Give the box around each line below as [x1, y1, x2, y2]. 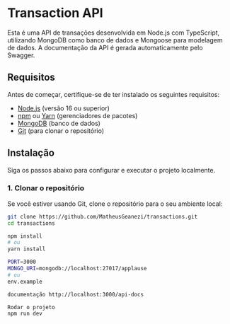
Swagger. [7, 51, 35, 59]
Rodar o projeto [7, 303, 55, 311]
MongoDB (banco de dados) [17, 119, 101, 127]
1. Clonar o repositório [7, 183, 85, 193]
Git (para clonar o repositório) [17, 126, 105, 135]
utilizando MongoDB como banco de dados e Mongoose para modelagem [7, 35, 223, 44]
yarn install [7, 245, 46, 253]
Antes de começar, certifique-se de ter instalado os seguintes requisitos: [7, 90, 220, 98]
